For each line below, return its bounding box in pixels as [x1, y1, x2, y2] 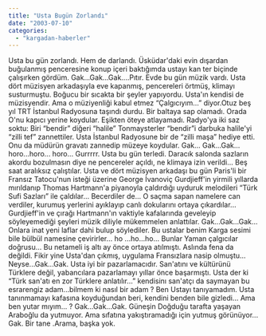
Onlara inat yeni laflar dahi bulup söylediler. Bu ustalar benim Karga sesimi [8, 225, 251, 235]
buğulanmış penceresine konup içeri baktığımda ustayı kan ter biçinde [8, 65, 238, 74]
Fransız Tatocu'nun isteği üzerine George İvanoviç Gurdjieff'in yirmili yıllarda [8, 175, 259, 184]
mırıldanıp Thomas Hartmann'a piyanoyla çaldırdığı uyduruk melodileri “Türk [8, 183, 258, 192]
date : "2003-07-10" [8, 19, 73, 27]
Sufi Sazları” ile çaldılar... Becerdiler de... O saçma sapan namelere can [8, 192, 241, 201]
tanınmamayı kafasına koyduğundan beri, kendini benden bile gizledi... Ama [8, 293, 256, 303]
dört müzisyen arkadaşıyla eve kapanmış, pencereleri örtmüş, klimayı [8, 81, 235, 91]
